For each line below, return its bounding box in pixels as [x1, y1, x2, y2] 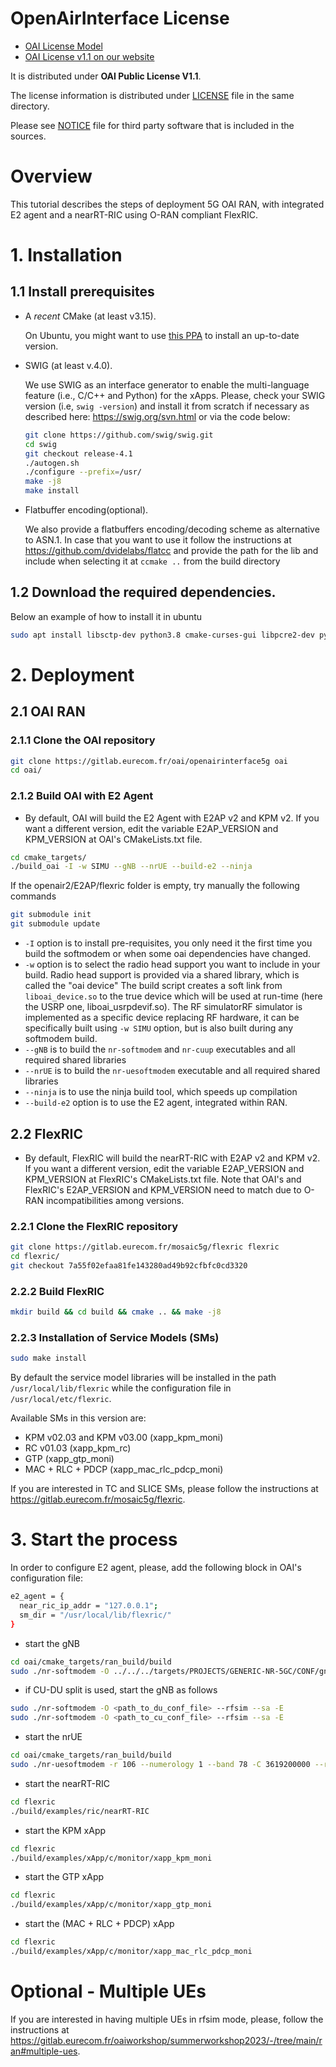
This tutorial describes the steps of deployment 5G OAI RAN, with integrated [10, 198, 325, 210]
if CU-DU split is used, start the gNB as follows [24, 1684, 218, 1696]
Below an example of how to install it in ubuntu [10, 610, 203, 622]
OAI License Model [24, 40, 103, 52]
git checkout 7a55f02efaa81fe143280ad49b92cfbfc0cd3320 [10, 1260, 248, 1271]
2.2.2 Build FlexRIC [10, 1284, 105, 1298]
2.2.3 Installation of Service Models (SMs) [10, 1330, 220, 1344]
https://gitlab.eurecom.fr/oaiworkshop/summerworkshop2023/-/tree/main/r [10, 2034, 323, 2046]
